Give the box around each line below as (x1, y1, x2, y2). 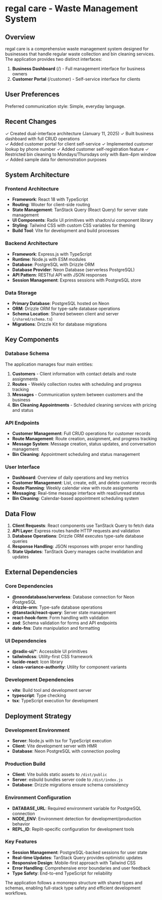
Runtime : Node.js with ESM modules (12, 256, 86, 262)
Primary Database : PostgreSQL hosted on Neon (12, 300, 110, 306)
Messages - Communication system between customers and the (12, 391, 143, 397)
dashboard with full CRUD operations (5, 136, 80, 142)
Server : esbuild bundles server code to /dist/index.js (12, 777, 123, 782)
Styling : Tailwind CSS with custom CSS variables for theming (12, 222, 136, 228)
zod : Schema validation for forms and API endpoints (12, 620, 117, 626)
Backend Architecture (5, 240, 59, 247)
